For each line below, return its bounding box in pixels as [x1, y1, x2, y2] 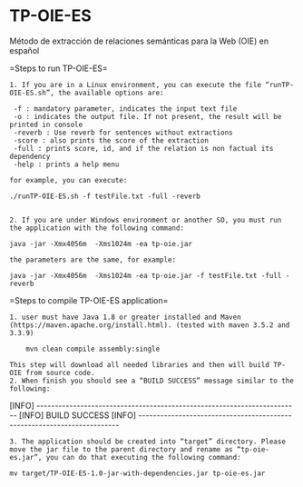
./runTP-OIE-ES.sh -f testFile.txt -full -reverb [9, 192, 201, 201]
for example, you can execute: [9, 175, 128, 184]
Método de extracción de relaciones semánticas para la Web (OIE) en [9, 35, 269, 46]
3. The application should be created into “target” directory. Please [9, 437, 286, 446]
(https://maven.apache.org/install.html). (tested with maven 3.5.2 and [9, 320, 290, 330]
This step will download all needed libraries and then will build [9, 360, 270, 369]
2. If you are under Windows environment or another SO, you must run [9, 215, 282, 224]
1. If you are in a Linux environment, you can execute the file [9, 80, 261, 89]
